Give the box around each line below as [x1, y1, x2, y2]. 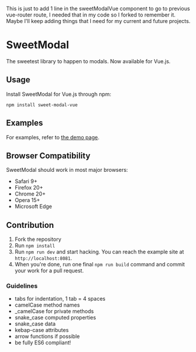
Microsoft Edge [14, 203, 53, 210]
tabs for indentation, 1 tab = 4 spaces [14, 295, 106, 302]
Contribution [6, 220, 54, 230]
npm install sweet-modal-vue [6, 102, 78, 108]
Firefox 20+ [14, 184, 43, 191]
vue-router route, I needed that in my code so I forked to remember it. [6, 11, 176, 18]
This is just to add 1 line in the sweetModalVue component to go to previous [6, 5, 190, 12]
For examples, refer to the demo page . [6, 133, 100, 141]
